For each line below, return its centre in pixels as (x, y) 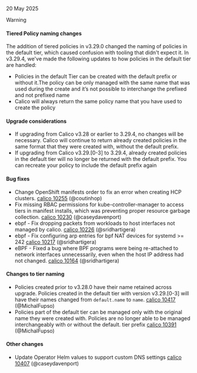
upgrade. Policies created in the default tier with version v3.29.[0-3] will (102, 293)
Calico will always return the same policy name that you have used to (98, 102)
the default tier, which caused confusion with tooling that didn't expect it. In (98, 53)
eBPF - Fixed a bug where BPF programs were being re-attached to (96, 248)
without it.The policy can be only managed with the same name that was (102, 83)
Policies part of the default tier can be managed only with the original (98, 312)
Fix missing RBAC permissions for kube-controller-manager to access (99, 204)
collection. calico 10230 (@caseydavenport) (68, 217)
